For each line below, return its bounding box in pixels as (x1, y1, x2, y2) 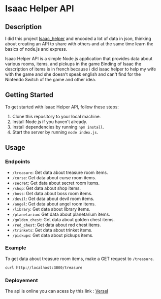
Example (5, 244, 27, 251)
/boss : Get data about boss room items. (12, 190, 93, 196)
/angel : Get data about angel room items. (12, 200, 96, 207)
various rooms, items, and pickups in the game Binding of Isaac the (5, 61, 142, 66)
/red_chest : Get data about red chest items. (12, 222, 101, 228)
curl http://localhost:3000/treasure (5, 265, 83, 270)
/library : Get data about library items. (12, 206, 91, 212)
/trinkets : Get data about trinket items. (12, 227, 93, 233)
